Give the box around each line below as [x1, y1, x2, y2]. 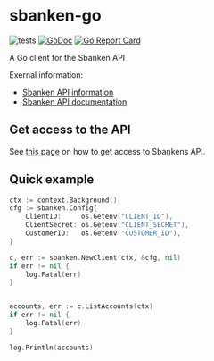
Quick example [9, 172, 95, 188]
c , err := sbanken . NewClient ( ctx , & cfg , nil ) [9, 253, 182, 262]
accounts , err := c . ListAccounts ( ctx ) [9, 302, 153, 311]
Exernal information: [9, 69, 83, 80]
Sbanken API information [21, 87, 114, 97]
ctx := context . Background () [9, 196, 118, 205]
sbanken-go [9, 5, 102, 26]
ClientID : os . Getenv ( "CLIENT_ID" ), [25, 212, 174, 222]
